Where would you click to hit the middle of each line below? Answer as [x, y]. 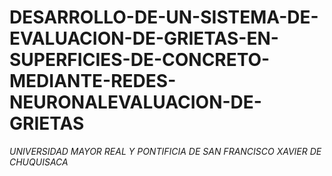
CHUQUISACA [39, 162]
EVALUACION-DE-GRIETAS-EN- [144, 38]
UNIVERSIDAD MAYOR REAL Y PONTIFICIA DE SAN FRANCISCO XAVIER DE [165, 151]
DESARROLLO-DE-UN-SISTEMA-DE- [164, 17]
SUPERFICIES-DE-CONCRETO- [140, 60]
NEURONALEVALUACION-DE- [135, 102]
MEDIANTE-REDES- [93, 81]
